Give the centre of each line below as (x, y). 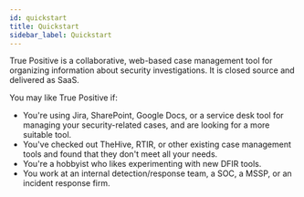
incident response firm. (67, 183)
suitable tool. (47, 135)
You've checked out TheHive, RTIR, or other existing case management (157, 145)
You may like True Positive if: (64, 98)
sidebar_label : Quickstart (61, 35)
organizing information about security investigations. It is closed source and (152, 70)
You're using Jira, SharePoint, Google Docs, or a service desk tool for (153, 116)
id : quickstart (38, 18)
